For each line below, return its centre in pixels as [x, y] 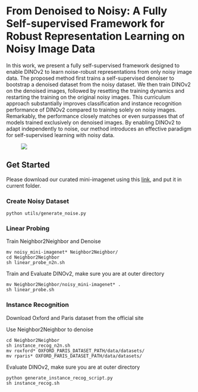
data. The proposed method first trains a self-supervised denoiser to [90, 78]
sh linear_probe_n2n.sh [36, 263]
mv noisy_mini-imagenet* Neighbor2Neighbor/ [62, 252]
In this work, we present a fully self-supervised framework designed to [93, 65]
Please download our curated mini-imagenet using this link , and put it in [94, 179]
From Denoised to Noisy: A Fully [87, 11]
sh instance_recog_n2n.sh [38, 346]
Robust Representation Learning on [96, 36]
